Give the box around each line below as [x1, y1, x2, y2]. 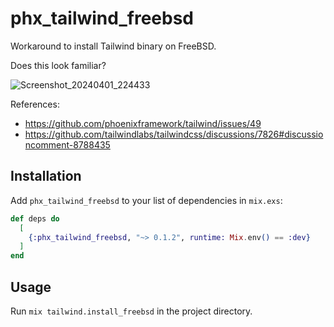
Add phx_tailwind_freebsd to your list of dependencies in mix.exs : [10, 194, 283, 206]
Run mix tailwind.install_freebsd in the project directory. [10, 305, 253, 317]
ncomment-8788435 [24, 138, 111, 151]
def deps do [10, 213, 60, 224]
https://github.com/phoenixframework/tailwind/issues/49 [24, 117, 262, 129]
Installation [10, 168, 82, 185]
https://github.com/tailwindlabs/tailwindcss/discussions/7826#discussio [24, 128, 324, 140]
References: [10, 98, 60, 110]
